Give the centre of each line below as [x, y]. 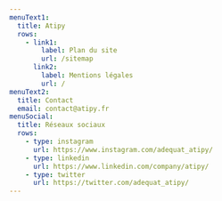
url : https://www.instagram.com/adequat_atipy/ [123, 149]
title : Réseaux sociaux [61, 125]
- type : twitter [56, 174]
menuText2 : [29, 92]
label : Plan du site [79, 51]
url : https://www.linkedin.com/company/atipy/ [121, 166]
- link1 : [41, 42]
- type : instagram [59, 141]
